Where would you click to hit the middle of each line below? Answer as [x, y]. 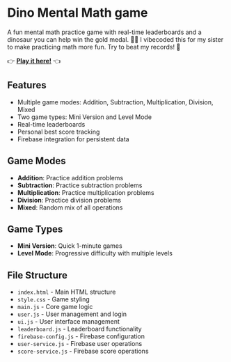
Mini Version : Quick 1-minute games [70, 246]
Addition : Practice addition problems [70, 178]
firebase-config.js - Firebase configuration [81, 336]
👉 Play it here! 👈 [34, 61]
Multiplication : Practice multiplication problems [86, 192]
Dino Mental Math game [78, 13]
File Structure [37, 275]
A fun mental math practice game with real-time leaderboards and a [104, 32]
